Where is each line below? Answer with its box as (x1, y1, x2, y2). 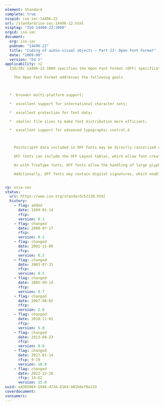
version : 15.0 (18, 380, 47, 385)
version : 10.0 (18, 362, 47, 366)
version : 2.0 (18, 307, 45, 312)
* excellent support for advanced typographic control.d (9, 128, 130, 133)
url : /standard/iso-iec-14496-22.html (5, 20, 84, 26)
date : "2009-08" (9, 52, 42, 58)
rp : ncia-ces (5, 185, 32, 190)
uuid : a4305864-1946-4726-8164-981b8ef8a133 (5, 385, 97, 389)
